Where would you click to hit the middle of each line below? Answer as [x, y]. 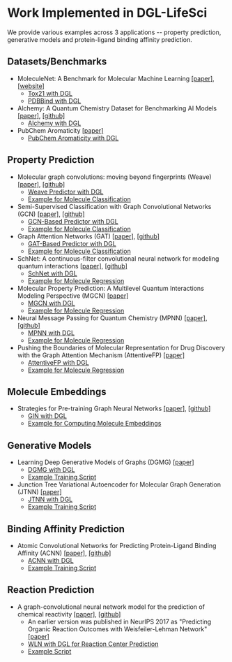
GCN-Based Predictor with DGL [73, 221]
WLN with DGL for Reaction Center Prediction [93, 644]
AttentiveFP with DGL [58, 362]
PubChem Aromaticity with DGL [73, 138]
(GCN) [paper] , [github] [51, 214]
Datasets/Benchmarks [57, 62]
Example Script [49, 651]
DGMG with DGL [51, 470]
